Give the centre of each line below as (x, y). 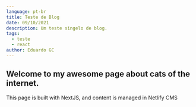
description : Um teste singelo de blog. (57, 28)
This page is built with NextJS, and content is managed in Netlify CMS (92, 98)
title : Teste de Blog (33, 17)
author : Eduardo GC (30, 50)
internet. (23, 83)
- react (21, 45)
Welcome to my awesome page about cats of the (98, 74)
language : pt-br (26, 12)
